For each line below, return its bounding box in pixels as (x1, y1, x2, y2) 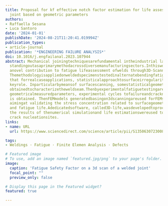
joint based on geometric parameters (9, 12, 88, 17)
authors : (5, 17, 23, 22)
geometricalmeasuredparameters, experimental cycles (9, 91, 122, 96)
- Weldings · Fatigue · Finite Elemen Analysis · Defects (5, 143, 128, 148)
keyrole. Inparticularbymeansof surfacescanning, (9, 82, 115, 87)
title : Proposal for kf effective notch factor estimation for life (5, 7, 151, 13)
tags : (5, 138, 16, 143)
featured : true (5, 189, 37, 194)
